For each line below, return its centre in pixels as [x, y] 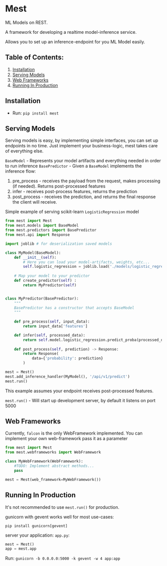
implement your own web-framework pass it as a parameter [67, 439]
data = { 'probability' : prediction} [67, 358]
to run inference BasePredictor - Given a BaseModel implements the [74, 166]
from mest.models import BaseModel [42, 226]
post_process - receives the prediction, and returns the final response [84, 197]
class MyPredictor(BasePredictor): [42, 298]
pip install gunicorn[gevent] [37, 526]
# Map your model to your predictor [52, 276]
